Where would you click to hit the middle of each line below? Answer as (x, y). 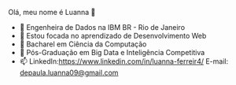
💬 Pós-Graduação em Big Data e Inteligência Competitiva (112, 52)
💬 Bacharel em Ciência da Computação (83, 44)
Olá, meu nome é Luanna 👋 (52, 12)
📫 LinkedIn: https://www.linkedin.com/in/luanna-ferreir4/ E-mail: (124, 61)
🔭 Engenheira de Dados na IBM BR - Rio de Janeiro (102, 27)
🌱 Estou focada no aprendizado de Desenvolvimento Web (113, 36)
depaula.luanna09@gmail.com (69, 72)
